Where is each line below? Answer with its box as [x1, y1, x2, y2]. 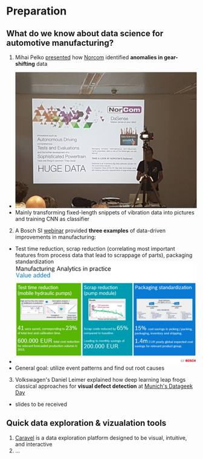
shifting [14, 60, 35, 67]
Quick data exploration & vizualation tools [6, 418, 167, 428]
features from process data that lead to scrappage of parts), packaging [14, 252, 193, 259]
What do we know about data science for [6, 28, 164, 39]
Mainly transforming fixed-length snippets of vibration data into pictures [14, 209, 195, 216]
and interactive [14, 440, 53, 448]
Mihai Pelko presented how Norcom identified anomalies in [14, 54, 163, 61]
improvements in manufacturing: [14, 234, 97, 241]
